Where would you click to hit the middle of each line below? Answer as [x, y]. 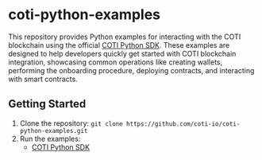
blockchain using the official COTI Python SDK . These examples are [119, 45]
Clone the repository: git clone [71, 123]
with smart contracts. [43, 79]
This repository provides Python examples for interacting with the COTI [125, 37]
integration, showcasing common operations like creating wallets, [116, 62]
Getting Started [47, 104]
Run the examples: [50, 139]
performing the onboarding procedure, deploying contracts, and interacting [131, 70]
